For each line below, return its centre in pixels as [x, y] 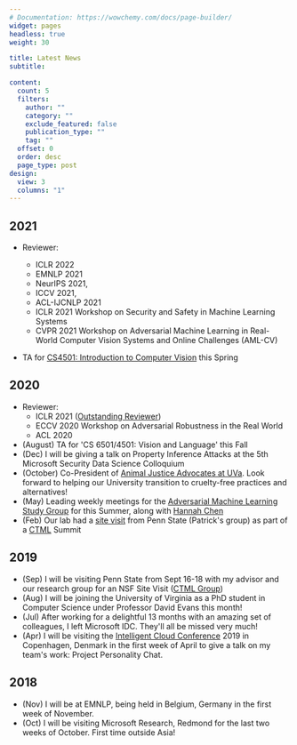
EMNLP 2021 [59, 274]
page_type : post [47, 165]
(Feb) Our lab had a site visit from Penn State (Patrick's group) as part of [155, 520]
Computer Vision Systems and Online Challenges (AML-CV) [169, 340]
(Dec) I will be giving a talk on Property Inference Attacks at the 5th [145, 453]
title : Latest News [45, 59]
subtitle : [28, 67]
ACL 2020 [54, 435]
